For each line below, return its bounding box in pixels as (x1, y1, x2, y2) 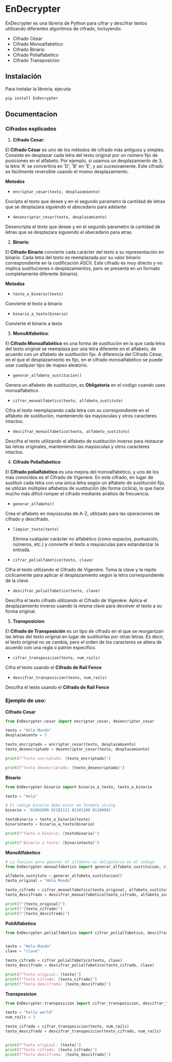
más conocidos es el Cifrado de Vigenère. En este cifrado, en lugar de (5, 474, 154, 480)
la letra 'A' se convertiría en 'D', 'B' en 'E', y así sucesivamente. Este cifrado (5, 163, 164, 169)
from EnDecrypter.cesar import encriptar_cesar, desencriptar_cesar (5, 718, 155, 724)
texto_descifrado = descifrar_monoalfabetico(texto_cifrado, (5, 892, 139, 897)
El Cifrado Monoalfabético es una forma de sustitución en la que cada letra (5, 340, 165, 347)
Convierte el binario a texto (5, 320, 62, 327)
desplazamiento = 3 (5, 733, 47, 738)
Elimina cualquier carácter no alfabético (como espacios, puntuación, (12, 536, 159, 542)
